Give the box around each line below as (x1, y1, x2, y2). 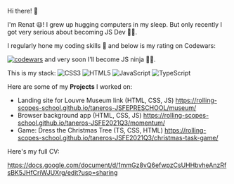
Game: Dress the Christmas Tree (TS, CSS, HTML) (17, 126, 164, 134)
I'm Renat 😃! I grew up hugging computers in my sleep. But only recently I (7, 20, 223, 28)
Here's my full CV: (7, 147, 60, 155)
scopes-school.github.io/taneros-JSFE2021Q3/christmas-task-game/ (17, 134, 219, 142)
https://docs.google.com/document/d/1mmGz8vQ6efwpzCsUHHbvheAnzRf (7, 161, 227, 169)
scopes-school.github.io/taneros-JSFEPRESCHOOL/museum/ (17, 104, 197, 112)
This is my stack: (7, 69, 56, 77)
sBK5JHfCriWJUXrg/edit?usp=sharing (7, 168, 118, 176)
